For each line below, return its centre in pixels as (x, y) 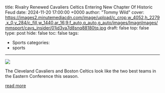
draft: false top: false (128, 28)
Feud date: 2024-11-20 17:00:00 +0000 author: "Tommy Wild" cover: (75, 12)
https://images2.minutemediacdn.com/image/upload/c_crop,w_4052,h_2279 (82, 17)
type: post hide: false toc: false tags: (42, 33)
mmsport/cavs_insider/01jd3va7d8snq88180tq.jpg (56, 28)
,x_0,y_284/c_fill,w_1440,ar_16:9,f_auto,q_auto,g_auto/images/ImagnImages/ (82, 23)
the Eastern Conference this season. (42, 76)
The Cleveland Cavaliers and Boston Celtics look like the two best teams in (81, 71)
